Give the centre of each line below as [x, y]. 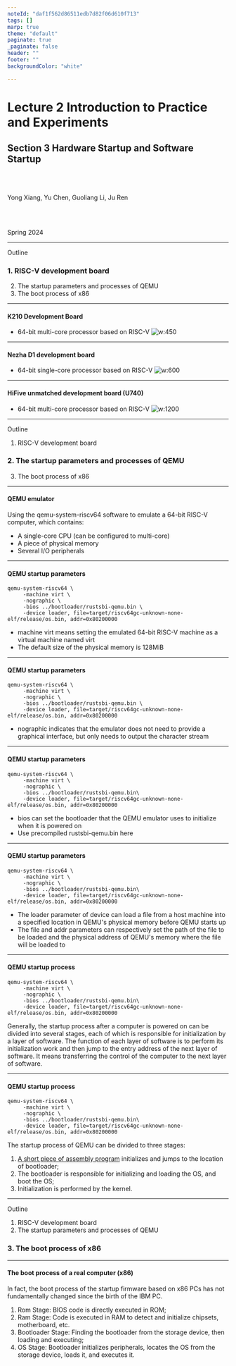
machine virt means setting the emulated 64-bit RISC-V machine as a [118, 632]
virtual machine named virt [56, 640]
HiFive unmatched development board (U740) [76, 393]
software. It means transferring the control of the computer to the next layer [117, 1056]
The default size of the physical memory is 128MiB [90, 647]
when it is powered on [50, 825]
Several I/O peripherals [51, 551]
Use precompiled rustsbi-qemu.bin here [75, 833]
